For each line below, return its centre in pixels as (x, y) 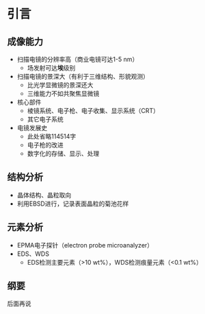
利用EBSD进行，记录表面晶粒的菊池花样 (73, 204)
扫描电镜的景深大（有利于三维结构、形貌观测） (83, 76)
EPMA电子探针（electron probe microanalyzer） (85, 245)
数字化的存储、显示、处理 (63, 154)
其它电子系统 (45, 119)
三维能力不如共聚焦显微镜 (63, 94)
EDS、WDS (33, 254)
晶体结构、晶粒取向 (44, 195)
